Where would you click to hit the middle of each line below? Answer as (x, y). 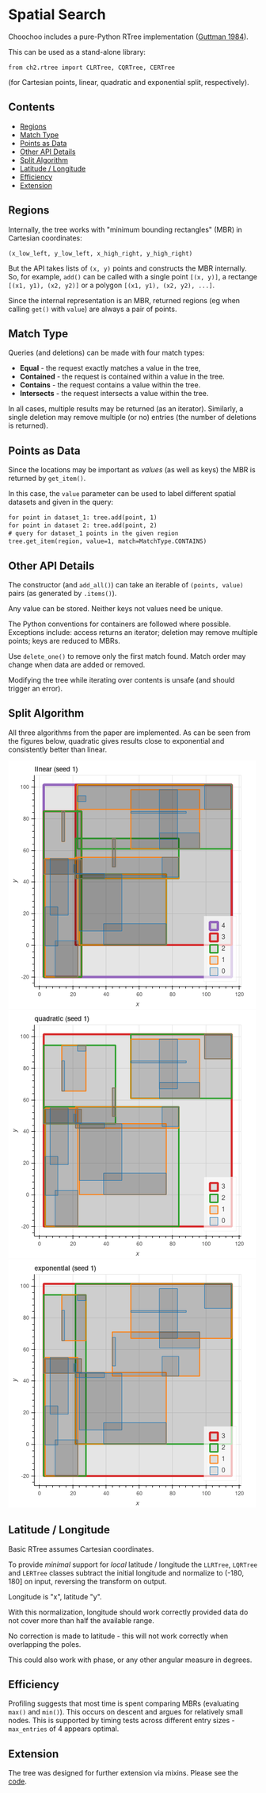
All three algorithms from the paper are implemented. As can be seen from (129, 733)
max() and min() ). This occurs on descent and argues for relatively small (126, 1712)
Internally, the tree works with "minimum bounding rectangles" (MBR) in (125, 229)
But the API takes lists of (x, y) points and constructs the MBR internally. (127, 268)
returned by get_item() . (47, 479)
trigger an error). (36, 689)
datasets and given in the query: (61, 502)
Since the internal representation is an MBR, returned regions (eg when (124, 300)
